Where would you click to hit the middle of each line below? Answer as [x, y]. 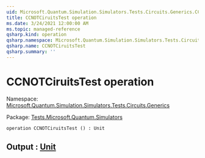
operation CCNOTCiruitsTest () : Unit [56, 128]
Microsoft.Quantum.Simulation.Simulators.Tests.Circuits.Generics [88, 105]
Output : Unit [31, 147]
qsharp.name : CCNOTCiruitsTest [46, 46]
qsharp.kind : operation [37, 35]
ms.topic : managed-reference [43, 29]
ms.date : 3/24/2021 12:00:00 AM [47, 23]
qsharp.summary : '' [31, 52]
